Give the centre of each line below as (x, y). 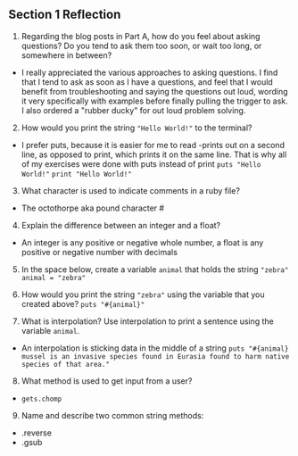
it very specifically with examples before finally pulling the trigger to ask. (155, 101)
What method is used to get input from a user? (107, 381)
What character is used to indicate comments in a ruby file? (130, 190)
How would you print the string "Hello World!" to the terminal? (137, 128)
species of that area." (66, 364)
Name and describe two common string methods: (112, 415)
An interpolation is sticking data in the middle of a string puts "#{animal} (155, 348)
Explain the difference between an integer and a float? (121, 225)
